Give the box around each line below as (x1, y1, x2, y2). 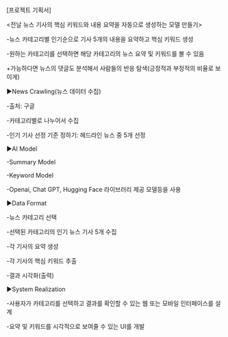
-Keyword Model (6, 171, 54, 179)
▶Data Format (6, 199, 47, 207)
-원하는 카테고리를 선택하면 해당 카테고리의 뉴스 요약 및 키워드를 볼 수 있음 (6, 50, 205, 58)
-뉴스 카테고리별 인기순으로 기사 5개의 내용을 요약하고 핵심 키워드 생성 (6, 35, 194, 43)
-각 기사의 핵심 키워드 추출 (6, 257, 77, 265)
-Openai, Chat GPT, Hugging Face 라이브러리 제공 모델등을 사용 (6, 186, 181, 193)
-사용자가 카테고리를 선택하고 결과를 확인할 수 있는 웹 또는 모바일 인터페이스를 (6, 299, 214, 307)
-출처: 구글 (6, 102, 35, 110)
